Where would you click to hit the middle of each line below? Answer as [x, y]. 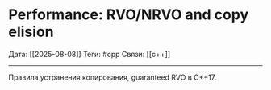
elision [31, 32]
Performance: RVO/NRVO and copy [128, 15]
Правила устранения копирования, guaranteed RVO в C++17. [113, 77]
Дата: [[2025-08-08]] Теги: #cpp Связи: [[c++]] [90, 54]
